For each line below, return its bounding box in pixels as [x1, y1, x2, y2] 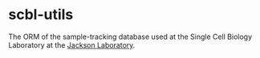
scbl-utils [8, 6, 74, 24]
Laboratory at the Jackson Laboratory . [8, 40, 136, 49]
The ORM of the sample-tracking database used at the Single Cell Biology [8, 32, 253, 41]
